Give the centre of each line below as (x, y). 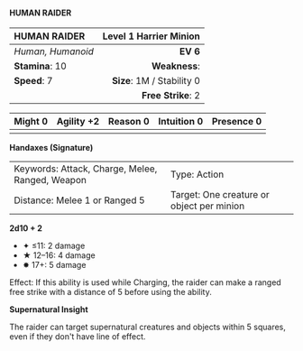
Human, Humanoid (54, 51)
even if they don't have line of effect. (78, 337)
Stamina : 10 (41, 66)
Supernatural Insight (49, 309)
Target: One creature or (220, 195)
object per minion (207, 206)
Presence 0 (237, 122)
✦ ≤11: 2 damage (54, 246)
